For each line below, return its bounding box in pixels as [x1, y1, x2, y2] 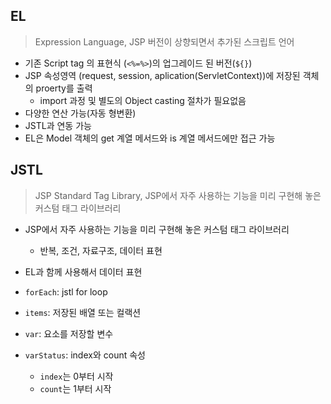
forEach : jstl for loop [24, 285, 108, 298]
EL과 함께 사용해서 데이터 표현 [24, 265, 143, 278]
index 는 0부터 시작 [39, 370, 114, 382]
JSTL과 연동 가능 [24, 119, 92, 131]
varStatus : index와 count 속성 [24, 349, 146, 361]
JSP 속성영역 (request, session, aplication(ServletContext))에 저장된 [24, 69, 301, 81]
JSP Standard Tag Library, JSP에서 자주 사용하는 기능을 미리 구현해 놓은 [34, 189, 322, 201]
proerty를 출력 [35, 82, 93, 94]
